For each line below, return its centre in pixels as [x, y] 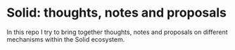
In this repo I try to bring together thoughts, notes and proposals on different [117, 32]
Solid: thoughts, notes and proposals [116, 13]
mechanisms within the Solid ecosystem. [66, 39]
